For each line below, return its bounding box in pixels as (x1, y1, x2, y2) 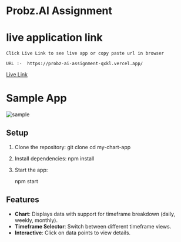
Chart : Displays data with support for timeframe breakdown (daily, (14, 210, 176, 217)
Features (6, 195, 39, 205)
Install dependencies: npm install (14, 154, 95, 162)
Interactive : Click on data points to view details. (14, 229, 131, 236)
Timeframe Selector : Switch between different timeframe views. (14, 223, 172, 230)
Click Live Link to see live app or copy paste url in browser (6, 51, 165, 56)
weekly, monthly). (14, 216, 58, 224)
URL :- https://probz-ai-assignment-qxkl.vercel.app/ (6, 60, 143, 67)
